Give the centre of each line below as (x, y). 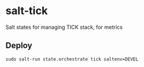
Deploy (19, 46)
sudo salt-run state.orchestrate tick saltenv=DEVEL (72, 59)
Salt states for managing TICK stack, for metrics (64, 27)
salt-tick (27, 11)
